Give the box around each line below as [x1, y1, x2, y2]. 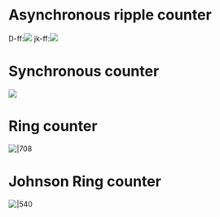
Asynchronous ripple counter [8, 6, 212, 24]
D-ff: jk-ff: [8, 33, 51, 43]
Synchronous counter [8, 63, 160, 80]
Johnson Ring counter [8, 172, 161, 190]
